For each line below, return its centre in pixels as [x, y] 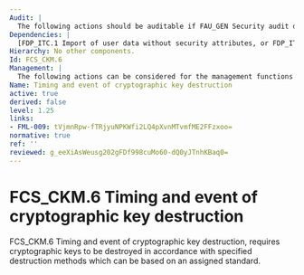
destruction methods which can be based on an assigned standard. [135, 261]
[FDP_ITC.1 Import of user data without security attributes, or [143, 43]
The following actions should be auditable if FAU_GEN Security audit [153, 26]
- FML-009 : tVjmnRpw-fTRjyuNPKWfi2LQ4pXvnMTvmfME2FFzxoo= [121, 128]
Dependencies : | [40, 34]
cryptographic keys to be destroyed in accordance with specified [131, 251]
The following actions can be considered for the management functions [156, 77]
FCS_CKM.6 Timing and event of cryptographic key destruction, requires [145, 242]
